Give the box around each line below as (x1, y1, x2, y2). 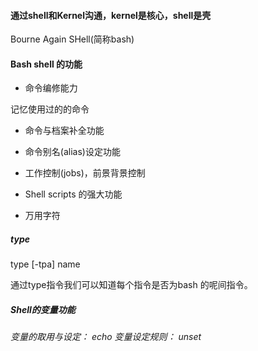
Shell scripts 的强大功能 (24, 188, 123, 200)
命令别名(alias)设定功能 (24, 146, 121, 158)
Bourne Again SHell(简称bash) (10, 33, 135, 45)
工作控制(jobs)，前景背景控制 (24, 167, 146, 179)
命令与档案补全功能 (24, 125, 105, 137)
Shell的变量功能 (10, 303, 76, 315)
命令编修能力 (24, 82, 78, 94)
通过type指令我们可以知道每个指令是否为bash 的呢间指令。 (10, 279, 253, 291)
